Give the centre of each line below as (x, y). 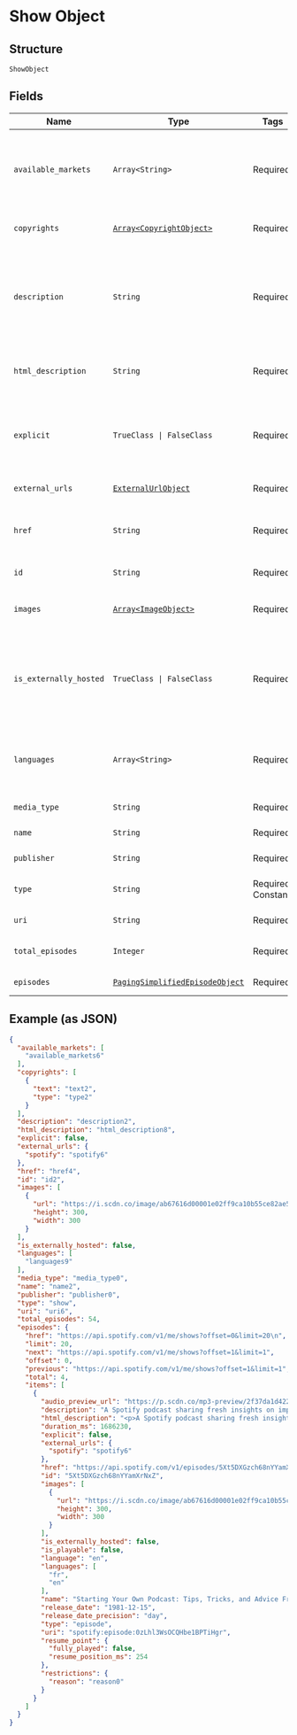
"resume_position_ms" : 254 (98, 1657)
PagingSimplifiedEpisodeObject (179, 982)
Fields (27, 96)
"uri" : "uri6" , (45, 1311)
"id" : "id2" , (41, 1180)
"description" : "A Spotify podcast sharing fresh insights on (158, 1410)
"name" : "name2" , (49, 1286)
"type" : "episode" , (77, 1624)
